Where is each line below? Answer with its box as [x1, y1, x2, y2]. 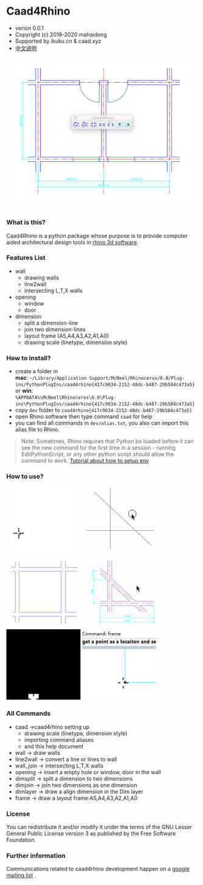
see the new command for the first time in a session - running [21, 444, 176, 452]
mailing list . [6, 872, 36, 879]
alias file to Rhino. [15, 426, 60, 433]
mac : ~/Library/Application [15, 374, 87, 382]
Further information [6, 851, 66, 859]
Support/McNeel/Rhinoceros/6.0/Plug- [89, 376, 185, 382]
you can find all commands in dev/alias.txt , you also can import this [15, 419, 189, 427]
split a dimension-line [24, 319, 78, 326]
